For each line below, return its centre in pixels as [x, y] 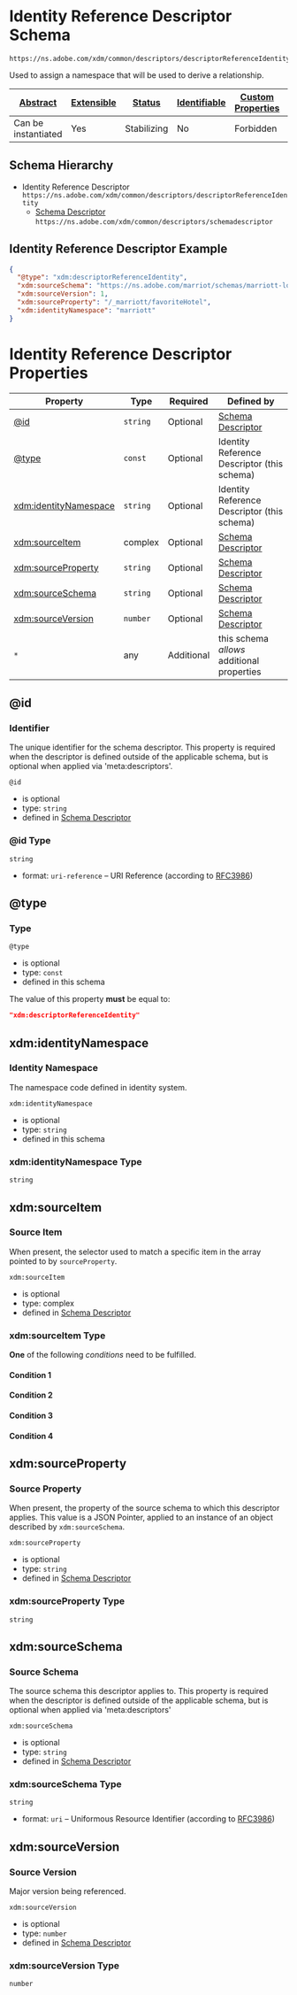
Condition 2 [31, 1395]
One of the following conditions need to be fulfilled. [103, 1355]
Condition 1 [30, 1375]
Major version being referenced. [68, 1891]
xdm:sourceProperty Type [67, 1601]
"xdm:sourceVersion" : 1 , [63, 294]
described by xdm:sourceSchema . [67, 1527]
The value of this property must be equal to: [90, 999]
